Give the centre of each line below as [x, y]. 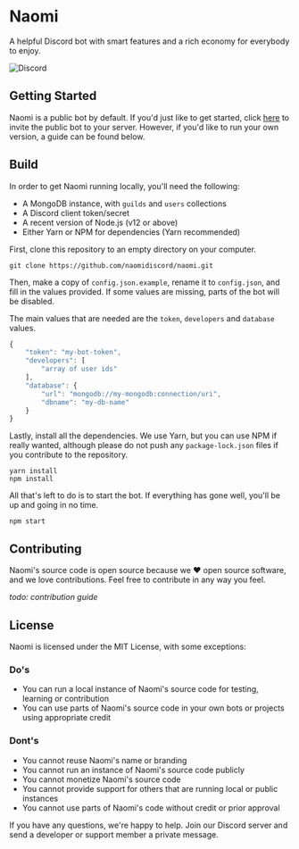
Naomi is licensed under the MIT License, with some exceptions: [128, 646]
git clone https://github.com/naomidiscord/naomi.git [112, 265]
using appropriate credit [66, 718]
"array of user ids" [79, 369]
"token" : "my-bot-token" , [74, 353]
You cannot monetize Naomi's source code [101, 779]
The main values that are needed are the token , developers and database [142, 318]
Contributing [46, 549]
